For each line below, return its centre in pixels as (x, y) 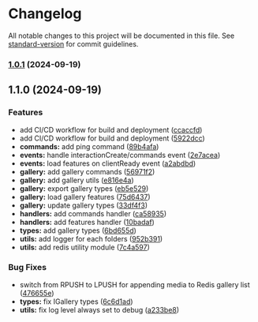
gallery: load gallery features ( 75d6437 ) (85, 197)
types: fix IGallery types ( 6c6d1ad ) (76, 301)
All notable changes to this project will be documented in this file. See (122, 36)
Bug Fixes (28, 268)
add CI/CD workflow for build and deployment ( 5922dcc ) (112, 138)
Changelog (45, 14)
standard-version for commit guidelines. (73, 43)
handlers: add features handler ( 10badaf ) (87, 222)
